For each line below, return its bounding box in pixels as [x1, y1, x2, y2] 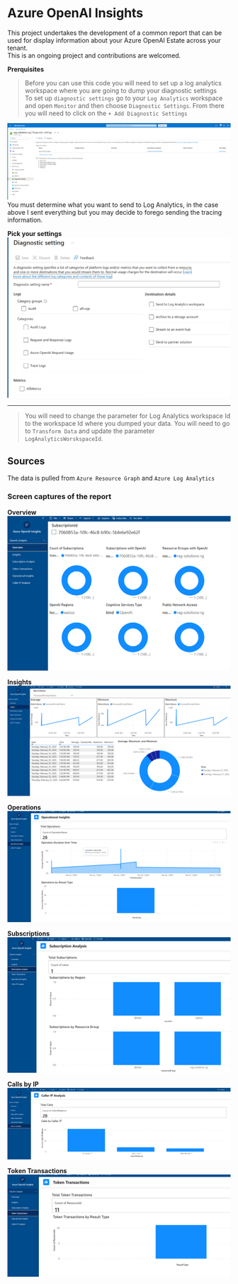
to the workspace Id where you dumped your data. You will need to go [24, 419, 230, 428]
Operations [7, 803, 41, 811]
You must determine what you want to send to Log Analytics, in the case [7, 200, 219, 209]
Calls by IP [7, 1080, 39, 1088]
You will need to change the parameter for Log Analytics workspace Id [24, 412, 231, 420]
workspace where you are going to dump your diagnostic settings [24, 86, 217, 95]
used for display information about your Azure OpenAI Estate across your [7, 36, 221, 44]
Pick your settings [7, 229, 62, 237]
